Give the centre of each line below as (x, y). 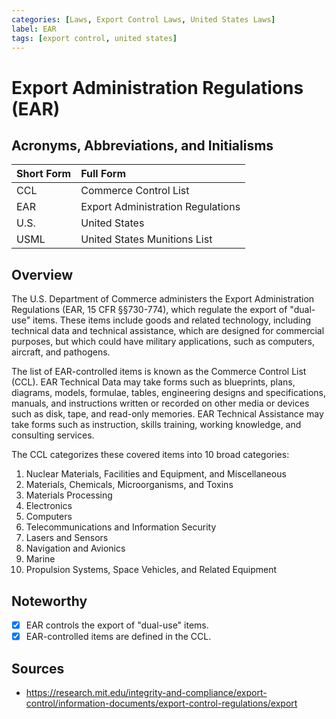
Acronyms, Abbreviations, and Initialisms (142, 145)
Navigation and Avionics (75, 548)
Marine (40, 559)
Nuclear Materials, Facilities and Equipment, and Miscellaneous (156, 474)
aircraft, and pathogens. (61, 352)
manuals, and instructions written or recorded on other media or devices (160, 403)
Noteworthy (49, 601)
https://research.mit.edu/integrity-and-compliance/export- (146, 692)
